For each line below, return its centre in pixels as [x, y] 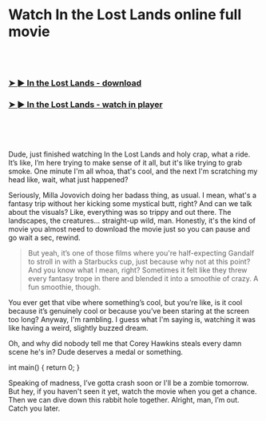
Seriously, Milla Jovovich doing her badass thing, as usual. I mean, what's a [133, 195]
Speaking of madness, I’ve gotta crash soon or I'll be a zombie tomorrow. [129, 383]
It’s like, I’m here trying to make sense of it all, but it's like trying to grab [125, 163]
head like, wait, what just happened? [68, 180]
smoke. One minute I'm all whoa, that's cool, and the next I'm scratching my [133, 171]
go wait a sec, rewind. [45, 238]
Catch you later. [34, 408]
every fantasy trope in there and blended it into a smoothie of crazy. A [143, 279]
